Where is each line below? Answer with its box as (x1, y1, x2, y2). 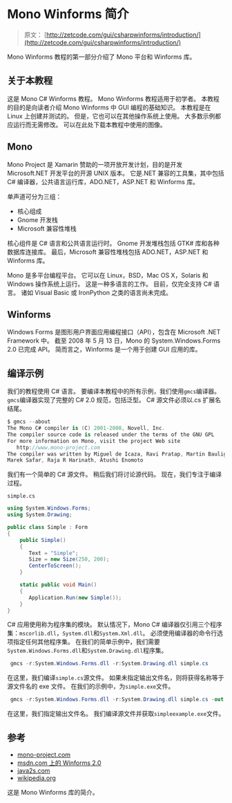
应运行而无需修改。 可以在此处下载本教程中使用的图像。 (7, 120, 166, 129)
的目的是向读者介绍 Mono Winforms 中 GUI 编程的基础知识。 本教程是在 (7, 103, 211, 111)
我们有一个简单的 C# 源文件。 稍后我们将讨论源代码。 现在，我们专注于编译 (7, 470, 222, 478)
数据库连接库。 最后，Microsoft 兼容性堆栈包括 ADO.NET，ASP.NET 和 (7, 247, 209, 256)
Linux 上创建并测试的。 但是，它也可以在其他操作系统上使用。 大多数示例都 (7, 111, 222, 120)
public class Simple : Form (7, 524, 88, 531)
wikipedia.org (17, 774, 57, 782)
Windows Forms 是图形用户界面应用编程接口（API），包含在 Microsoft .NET (7, 328, 221, 336)
